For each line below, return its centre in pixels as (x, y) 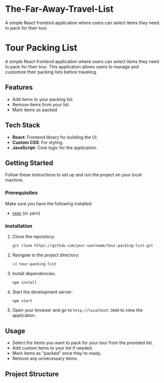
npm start (22, 301)
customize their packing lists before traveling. (51, 72)
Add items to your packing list (42, 99)
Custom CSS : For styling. (38, 142)
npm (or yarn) (26, 213)
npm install (24, 282)
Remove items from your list (41, 104)
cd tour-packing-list (34, 264)
